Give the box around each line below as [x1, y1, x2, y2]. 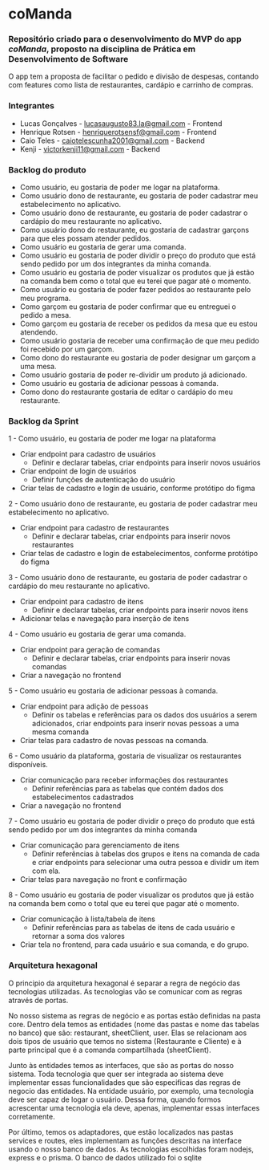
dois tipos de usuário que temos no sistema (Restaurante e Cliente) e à [8, 1036, 242, 1046]
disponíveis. [8, 760, 48, 770]
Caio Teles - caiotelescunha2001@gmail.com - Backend [19, 136, 206, 145]
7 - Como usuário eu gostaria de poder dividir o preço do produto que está [8, 816, 255, 827]
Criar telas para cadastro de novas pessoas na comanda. [19, 736, 209, 745]
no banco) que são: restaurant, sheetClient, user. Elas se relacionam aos [8, 1028, 247, 1038]
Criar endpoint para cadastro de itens [19, 597, 144, 607]
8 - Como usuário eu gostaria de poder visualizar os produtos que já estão [8, 890, 255, 900]
